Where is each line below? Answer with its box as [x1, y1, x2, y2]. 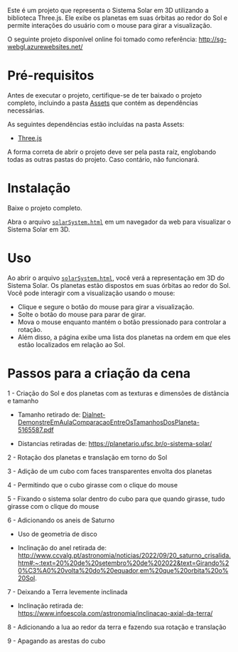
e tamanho [7, 396, 39, 405]
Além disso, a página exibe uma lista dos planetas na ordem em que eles [17, 333, 231, 341]
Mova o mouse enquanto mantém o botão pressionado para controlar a [17, 317, 227, 326]
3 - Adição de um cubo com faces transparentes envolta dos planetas [7, 467, 212, 475]
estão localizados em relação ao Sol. [17, 340, 126, 348]
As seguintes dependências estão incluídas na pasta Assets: [7, 120, 185, 128]
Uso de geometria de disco [17, 529, 97, 538]
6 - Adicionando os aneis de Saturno [7, 516, 115, 524]
